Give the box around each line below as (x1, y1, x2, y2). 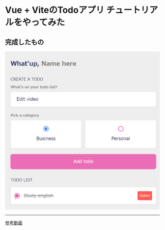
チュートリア (106, 4, 158, 16)
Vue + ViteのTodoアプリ (5, 4, 105, 16)
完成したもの (5, 38, 44, 46)
